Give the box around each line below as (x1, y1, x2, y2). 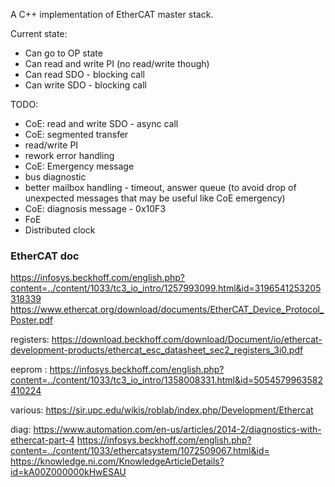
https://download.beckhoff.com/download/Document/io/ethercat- (51, 334, 323, 346)
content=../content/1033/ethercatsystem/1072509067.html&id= (10, 445, 270, 457)
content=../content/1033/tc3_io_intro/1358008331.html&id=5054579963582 (10, 374, 324, 386)
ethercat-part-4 (10, 434, 75, 446)
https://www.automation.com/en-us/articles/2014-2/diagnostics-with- (33, 424, 322, 436)
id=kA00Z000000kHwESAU (10, 466, 127, 478)
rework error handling (24, 150, 115, 161)
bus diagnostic (24, 171, 87, 183)
